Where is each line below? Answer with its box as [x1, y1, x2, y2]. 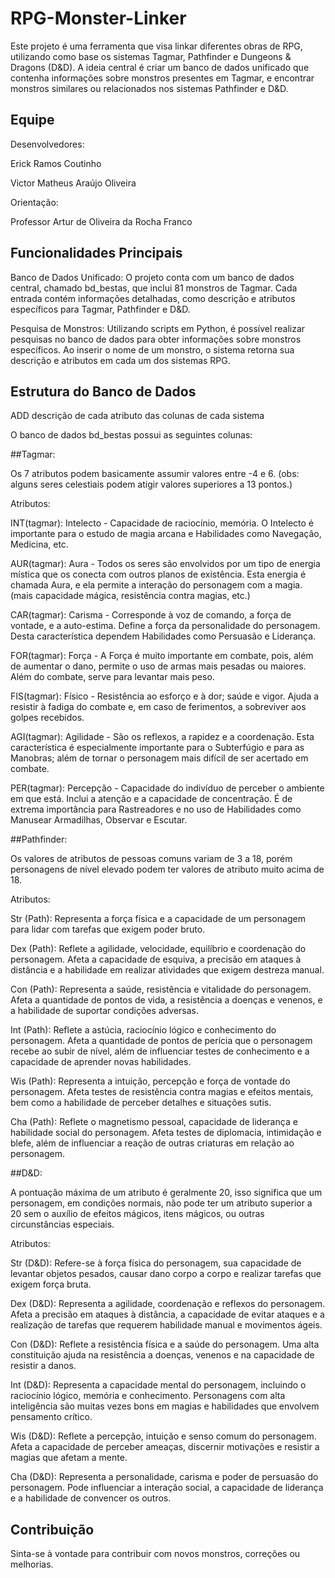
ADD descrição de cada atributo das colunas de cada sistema [10, 410, 265, 422]
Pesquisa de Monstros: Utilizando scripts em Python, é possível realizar [10, 322, 306, 334]
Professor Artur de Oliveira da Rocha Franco [10, 215, 193, 227]
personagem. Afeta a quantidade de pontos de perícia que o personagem [10, 1035, 313, 1047]
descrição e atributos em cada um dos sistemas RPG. [10, 354, 231, 366]
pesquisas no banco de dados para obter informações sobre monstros [10, 333, 302, 345]
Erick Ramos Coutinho [10, 157, 102, 169]
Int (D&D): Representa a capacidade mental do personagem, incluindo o [10, 1379, 307, 1391]
